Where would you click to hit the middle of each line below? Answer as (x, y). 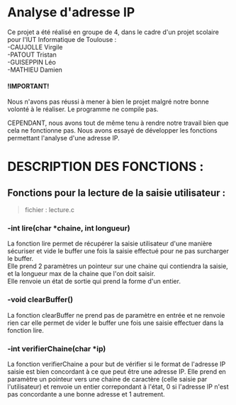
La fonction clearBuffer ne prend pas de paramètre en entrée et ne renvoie (116, 315)
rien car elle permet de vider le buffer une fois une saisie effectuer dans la (116, 323)
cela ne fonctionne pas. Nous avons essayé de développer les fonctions (112, 131)
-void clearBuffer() (40, 300)
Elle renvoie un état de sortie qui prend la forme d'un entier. (94, 282)
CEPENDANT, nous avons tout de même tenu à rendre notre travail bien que (118, 123)
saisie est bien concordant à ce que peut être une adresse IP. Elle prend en (117, 372)
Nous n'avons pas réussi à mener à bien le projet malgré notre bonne (108, 102)
